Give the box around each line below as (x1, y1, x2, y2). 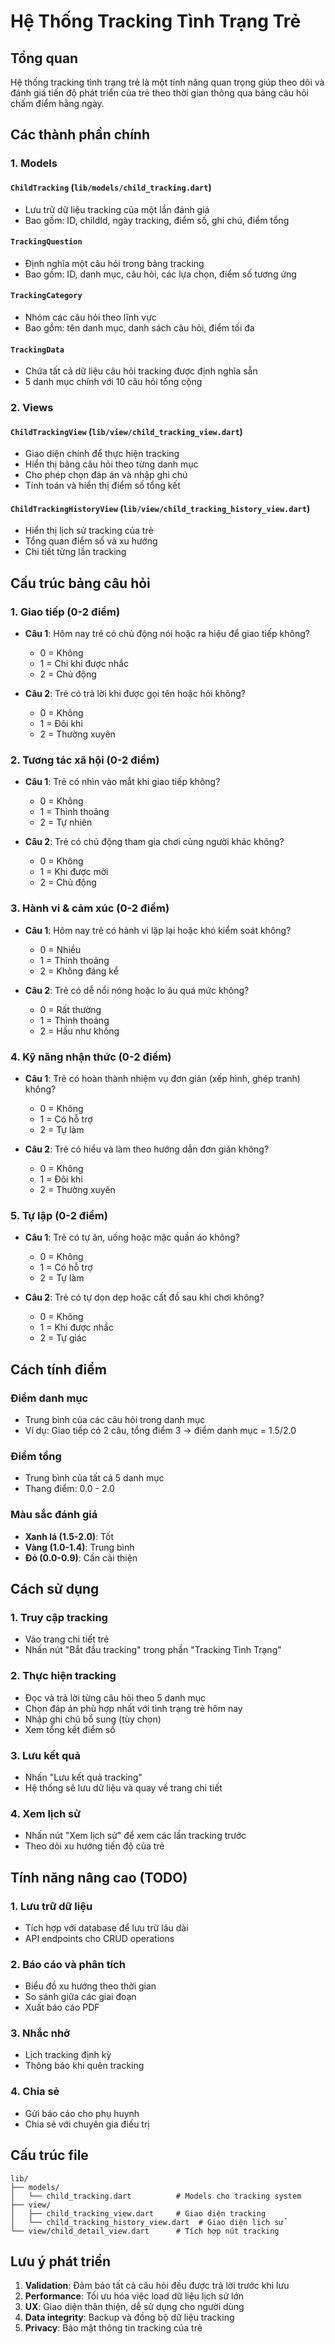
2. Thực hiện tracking (10, 1669, 117, 1683)
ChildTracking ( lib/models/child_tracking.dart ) (10, 181, 212, 193)
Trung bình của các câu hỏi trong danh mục (24, 1414, 206, 1426)
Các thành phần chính (10, 126, 151, 144)
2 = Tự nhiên (39, 816, 93, 829)
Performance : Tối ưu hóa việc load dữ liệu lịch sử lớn (24, 2290, 245, 2302)
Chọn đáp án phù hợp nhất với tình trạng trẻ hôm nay (24, 1702, 243, 1714)
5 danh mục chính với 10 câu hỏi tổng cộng (24, 376, 203, 388)
